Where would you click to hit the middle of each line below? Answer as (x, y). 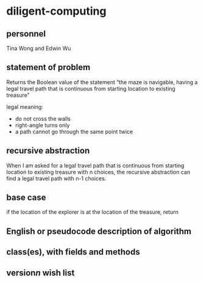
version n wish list (40, 273)
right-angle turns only (42, 125)
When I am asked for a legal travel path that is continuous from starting (95, 165)
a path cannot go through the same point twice (74, 132)
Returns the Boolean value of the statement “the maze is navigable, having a (102, 82)
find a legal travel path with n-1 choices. (56, 178)
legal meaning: (25, 107)
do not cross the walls (43, 118)
